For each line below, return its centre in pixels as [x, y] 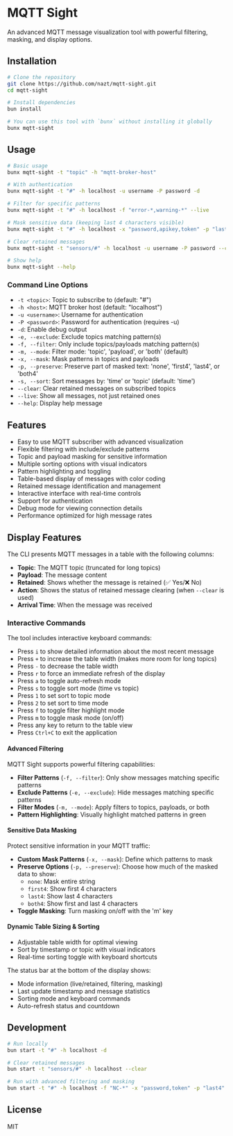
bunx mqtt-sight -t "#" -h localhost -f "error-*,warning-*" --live [108, 210]
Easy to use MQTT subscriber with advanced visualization [100, 442]
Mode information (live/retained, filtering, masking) [90, 984]
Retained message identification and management [89, 486]
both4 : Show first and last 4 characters [83, 903]
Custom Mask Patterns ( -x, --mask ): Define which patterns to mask [115, 859]
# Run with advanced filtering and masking [71, 1082]
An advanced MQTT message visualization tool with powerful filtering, [107, 32]
